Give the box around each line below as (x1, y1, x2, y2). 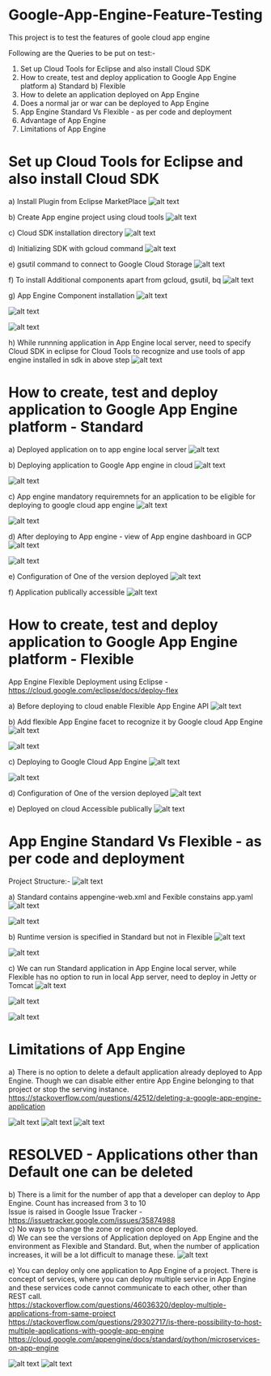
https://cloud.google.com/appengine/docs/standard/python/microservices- (8, 1334, 260, 1344)
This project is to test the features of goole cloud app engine (8, 32, 210, 42)
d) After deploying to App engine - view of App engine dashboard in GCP (8, 531, 252, 541)
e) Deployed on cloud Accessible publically (8, 803, 152, 813)
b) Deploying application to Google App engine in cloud (8, 460, 193, 470)
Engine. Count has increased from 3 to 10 (8, 1198, 146, 1208)
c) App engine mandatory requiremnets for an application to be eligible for (8, 492, 256, 501)
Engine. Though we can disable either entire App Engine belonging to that (8, 1076, 255, 1085)
